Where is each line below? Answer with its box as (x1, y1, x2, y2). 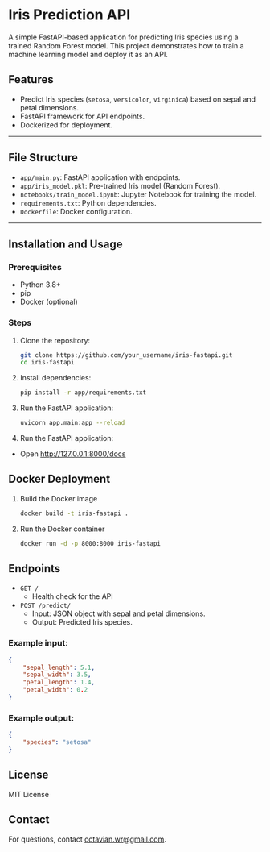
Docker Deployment (8, 472, 111, 486)
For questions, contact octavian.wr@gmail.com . (8, 834, 167, 844)
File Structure (8, 151, 78, 164)
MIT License (8, 789, 50, 799)
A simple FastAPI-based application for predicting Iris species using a (8, 32, 239, 42)
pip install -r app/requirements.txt (19, 389, 147, 397)
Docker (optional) (19, 297, 78, 307)
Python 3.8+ (19, 280, 62, 289)
